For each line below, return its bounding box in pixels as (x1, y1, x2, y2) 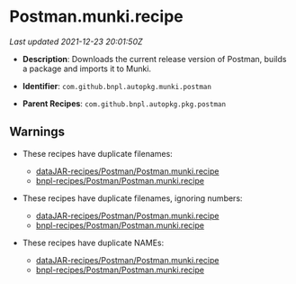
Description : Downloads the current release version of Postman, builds (22, 53, 287, 64)
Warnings (9, 124, 66, 140)
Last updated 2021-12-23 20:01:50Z (9, 36, 143, 47)
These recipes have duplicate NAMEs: (22, 237, 165, 248)
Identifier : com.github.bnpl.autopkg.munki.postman (22, 80, 211, 91)
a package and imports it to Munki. (22, 63, 151, 74)
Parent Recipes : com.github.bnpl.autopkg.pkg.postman (22, 97, 227, 109)
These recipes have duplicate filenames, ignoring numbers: (22, 192, 243, 204)
